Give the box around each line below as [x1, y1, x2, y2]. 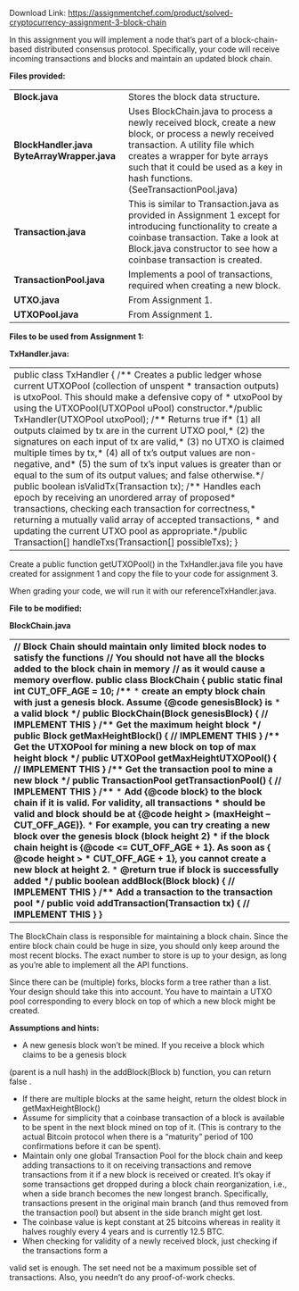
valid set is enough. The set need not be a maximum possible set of [9, 1262, 257, 1273]
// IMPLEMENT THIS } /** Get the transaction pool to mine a [13, 763, 273, 775]
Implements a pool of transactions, [127, 268, 273, 280]
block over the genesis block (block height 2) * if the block [13, 830, 270, 842]
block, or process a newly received [127, 128, 274, 139]
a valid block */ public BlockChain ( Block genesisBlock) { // [13, 707, 269, 720]
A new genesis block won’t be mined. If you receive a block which [21, 1040, 265, 1050]
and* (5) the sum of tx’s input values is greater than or [54, 458, 282, 470]
